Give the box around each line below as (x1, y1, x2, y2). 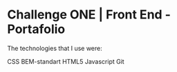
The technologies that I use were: (7, 44, 102, 52)
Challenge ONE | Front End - (7, 7, 171, 23)
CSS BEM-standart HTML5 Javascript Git (7, 57, 124, 65)
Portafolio (7, 21, 66, 37)
